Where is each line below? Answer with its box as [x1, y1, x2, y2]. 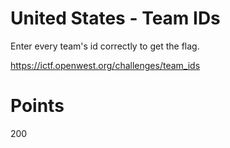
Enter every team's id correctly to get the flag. [10, 40, 200, 52]
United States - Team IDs [10, 7, 221, 30]
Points [10, 95, 65, 117]
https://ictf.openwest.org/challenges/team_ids [10, 59, 201, 71]
